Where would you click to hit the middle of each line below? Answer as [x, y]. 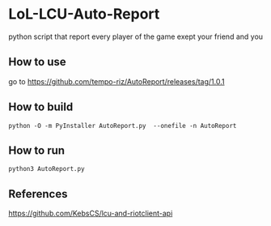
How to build [41, 107]
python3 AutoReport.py [47, 169]
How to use [37, 62]
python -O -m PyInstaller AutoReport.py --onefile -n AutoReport [123, 126]
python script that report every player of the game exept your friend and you [136, 36]
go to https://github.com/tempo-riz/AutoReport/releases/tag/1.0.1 [116, 81]
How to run [37, 150]
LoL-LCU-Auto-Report [84, 14]
